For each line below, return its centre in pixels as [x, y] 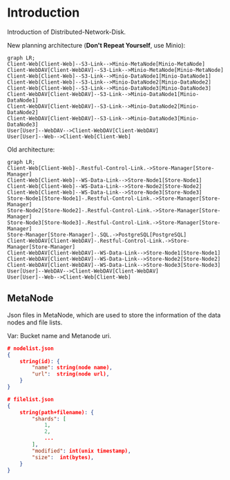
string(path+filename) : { [57, 412]
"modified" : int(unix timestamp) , [82, 451]
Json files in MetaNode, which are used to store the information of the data [114, 315]
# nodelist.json [30, 348]
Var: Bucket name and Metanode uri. [59, 335]
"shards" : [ [49, 419]
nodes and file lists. [35, 322]
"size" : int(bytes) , [63, 457]
